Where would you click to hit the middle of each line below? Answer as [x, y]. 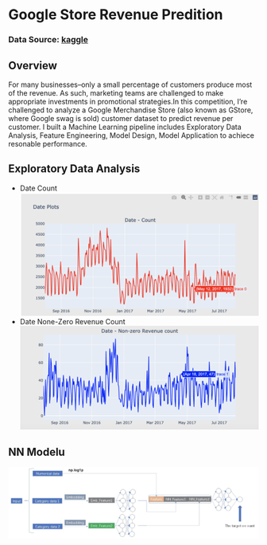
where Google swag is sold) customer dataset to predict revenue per [121, 118]
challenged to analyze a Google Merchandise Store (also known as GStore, [131, 110]
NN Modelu [37, 452]
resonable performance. [48, 143]
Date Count [39, 188]
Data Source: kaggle [48, 40]
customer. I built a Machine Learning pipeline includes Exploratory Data [125, 127]
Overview [33, 65]
